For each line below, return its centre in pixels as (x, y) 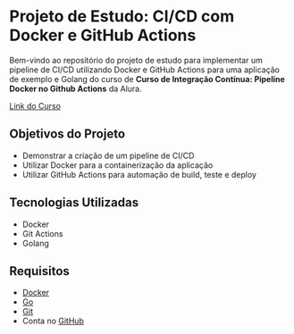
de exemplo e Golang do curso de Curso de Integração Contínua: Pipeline (147, 79)
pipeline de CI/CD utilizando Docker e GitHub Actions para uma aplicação (144, 70)
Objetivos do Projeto (67, 134)
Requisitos (39, 271)
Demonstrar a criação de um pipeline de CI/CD (108, 155)
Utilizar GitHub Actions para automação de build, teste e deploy (139, 174)
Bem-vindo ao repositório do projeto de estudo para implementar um (136, 60)
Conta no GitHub (53, 321)
